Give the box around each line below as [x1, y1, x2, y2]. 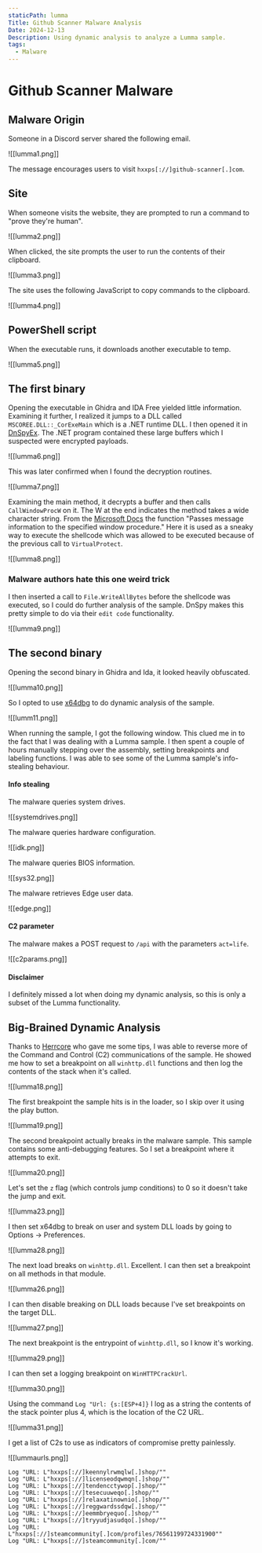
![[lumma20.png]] [8, 1167, 65, 1177]
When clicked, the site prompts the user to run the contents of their [8, 247, 226, 256]
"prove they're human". [8, 216, 84, 225]
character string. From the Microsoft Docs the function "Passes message [8, 514, 245, 523]
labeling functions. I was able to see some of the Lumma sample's [8, 753, 222, 763]
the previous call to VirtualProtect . [8, 539, 123, 548]
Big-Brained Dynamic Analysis [8, 1020, 161, 1034]
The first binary [8, 383, 86, 396]
